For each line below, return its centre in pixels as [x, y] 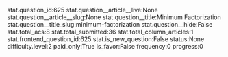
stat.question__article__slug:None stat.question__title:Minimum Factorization [114, 17]
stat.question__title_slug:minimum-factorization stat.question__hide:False [110, 24]
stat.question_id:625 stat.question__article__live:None [83, 10]
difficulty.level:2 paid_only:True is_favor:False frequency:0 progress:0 [105, 46]
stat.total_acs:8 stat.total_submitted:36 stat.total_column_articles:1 [100, 32]
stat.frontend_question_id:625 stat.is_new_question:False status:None [106, 39]
